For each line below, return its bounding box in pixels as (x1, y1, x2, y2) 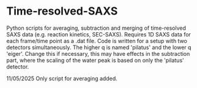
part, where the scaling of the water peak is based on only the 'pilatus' (6, 56, 185, 64)
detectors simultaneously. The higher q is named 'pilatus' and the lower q (6, 44, 191, 51)
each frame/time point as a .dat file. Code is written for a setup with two (6, 37, 188, 44)
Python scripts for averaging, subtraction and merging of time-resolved (6, 24, 187, 32)
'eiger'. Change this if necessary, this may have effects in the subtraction (6, 50, 190, 57)
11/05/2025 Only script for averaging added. (6, 75, 117, 82)
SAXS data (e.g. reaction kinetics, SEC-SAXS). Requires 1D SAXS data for (6, 30, 191, 38)
